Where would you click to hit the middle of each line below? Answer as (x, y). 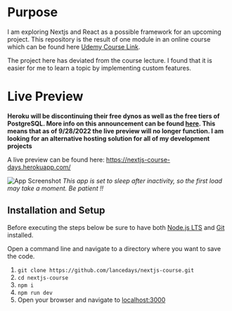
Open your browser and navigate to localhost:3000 (91, 300)
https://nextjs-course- (138, 159)
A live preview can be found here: (56, 159)
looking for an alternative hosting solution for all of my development (109, 138)
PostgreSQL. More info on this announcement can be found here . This (111, 123)
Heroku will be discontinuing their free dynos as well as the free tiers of (114, 116)
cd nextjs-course (43, 278)
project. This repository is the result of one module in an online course (109, 39)
